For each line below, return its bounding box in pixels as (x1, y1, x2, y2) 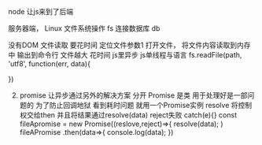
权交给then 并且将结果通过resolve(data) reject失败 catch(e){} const (19, 110, 238, 120)
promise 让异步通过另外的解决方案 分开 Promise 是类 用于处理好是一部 (19, 91, 248, 100)
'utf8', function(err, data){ (8, 59, 90, 69)
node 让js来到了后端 (8, 7, 74, 16)
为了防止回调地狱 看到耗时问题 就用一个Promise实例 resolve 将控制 (35, 101, 253, 110)
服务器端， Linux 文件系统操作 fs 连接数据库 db (8, 24, 161, 33)
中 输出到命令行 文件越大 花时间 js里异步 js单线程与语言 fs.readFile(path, (8, 50, 242, 59)
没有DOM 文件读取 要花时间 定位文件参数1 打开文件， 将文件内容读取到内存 (8, 40, 251, 50)
